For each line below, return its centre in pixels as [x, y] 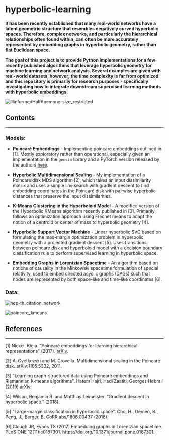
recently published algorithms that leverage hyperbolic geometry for [79, 65]
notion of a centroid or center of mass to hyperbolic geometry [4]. [81, 222]
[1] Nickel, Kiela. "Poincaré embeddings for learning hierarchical [71, 346]
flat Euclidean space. [28, 50]
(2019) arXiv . [18, 387]
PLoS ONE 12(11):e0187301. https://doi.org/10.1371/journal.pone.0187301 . [80, 432]
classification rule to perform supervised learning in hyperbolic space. [85, 253]
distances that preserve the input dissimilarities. [62, 196]
